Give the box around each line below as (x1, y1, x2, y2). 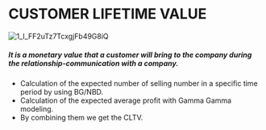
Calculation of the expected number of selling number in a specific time (19, 78, 258, 88)
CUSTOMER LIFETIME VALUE (8, 5, 207, 23)
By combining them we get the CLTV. (19, 112, 143, 122)
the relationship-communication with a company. (8, 58, 179, 68)
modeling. (19, 104, 54, 113)
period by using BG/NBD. (19, 87, 104, 96)
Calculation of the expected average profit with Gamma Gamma (19, 95, 232, 105)
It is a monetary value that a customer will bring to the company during (8, 50, 252, 59)
